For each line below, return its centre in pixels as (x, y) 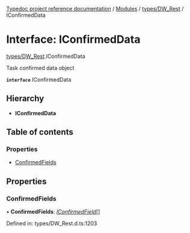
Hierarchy (25, 99)
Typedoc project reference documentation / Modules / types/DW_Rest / (95, 9)
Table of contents (40, 132)
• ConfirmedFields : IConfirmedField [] (53, 212)
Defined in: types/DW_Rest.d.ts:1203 (52, 223)
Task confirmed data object (40, 68)
